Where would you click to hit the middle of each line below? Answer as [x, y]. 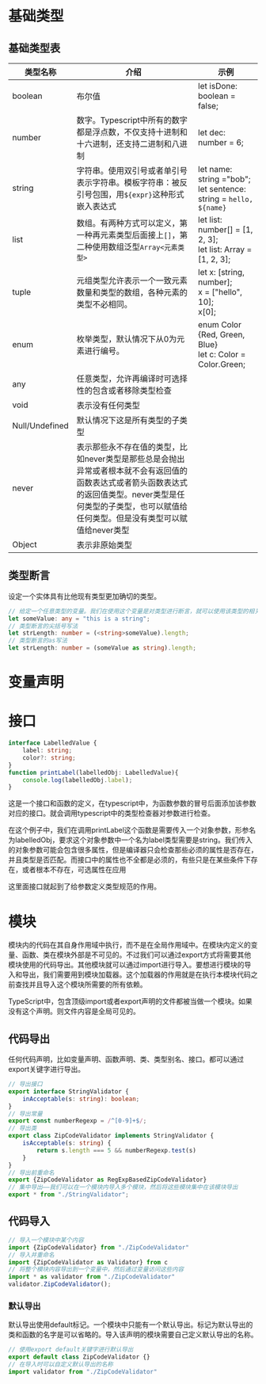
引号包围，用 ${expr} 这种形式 [130, 194]
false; [208, 106]
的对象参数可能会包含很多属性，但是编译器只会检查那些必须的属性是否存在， [133, 850]
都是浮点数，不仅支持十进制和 [132, 132]
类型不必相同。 [104, 304]
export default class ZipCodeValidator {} [79, 1357]
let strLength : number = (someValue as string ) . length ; [102, 648]
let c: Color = [222, 355]
